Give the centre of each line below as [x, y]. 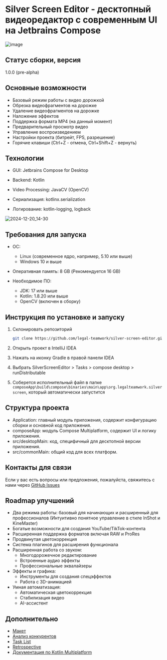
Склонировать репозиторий [42, 329]
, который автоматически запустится [65, 392]
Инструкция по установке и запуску [65, 317]
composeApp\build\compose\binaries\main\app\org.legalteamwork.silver [87, 387]
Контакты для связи [38, 467]
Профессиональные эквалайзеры [56, 566]
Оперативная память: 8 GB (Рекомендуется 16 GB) [66, 271]
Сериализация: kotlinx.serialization [49, 199]
